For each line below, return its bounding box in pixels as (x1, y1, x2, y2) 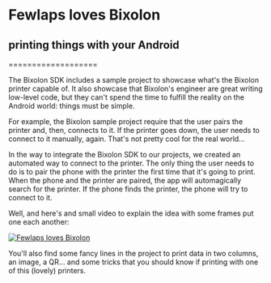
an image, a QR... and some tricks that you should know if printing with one (8, 257, 259, 267)
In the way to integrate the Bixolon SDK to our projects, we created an (8, 150, 241, 159)
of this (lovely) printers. (8, 266, 87, 275)
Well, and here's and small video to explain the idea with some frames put (8, 208, 254, 218)
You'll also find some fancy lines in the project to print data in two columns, (8, 249, 259, 258)
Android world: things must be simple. (8, 101, 135, 110)
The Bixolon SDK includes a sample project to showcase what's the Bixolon (8, 75, 260, 84)
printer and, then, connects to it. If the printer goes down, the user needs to (8, 126, 260, 135)
